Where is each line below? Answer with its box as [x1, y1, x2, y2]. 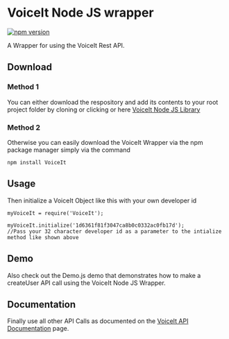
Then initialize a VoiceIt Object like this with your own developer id [7, 196, 197, 205]
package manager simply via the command [7, 146, 130, 154]
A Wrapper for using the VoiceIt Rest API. [7, 41, 125, 49]
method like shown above [7, 234, 79, 241]
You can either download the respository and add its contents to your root [7, 98, 219, 106]
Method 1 [7, 82, 40, 92]
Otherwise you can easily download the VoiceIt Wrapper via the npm [7, 138, 203, 146]
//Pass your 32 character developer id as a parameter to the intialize [7, 227, 222, 235]
